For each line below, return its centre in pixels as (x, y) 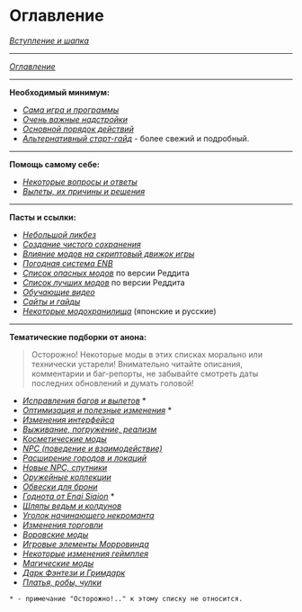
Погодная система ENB (68, 263)
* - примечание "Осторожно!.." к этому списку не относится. (126, 598)
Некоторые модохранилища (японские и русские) (120, 310)
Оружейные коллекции (67, 477)
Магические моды (58, 562)
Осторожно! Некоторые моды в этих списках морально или (147, 354)
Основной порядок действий (78, 129)
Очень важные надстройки (75, 119)
